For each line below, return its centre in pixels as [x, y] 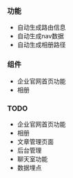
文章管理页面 [35, 141]
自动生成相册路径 [41, 45]
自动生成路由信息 [41, 27]
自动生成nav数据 [40, 36]
